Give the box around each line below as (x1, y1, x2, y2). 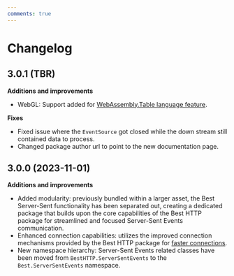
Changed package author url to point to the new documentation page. (17, 142, 219, 150)
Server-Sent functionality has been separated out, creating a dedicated (17, 202, 223, 210)
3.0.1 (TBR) (7, 68, 56, 80)
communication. (17, 224, 64, 233)
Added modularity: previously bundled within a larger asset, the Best (17, 194, 215, 203)
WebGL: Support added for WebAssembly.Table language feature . (17, 100, 207, 108)
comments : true (7, 10, 52, 17)
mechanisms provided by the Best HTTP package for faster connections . (17, 239, 228, 247)
